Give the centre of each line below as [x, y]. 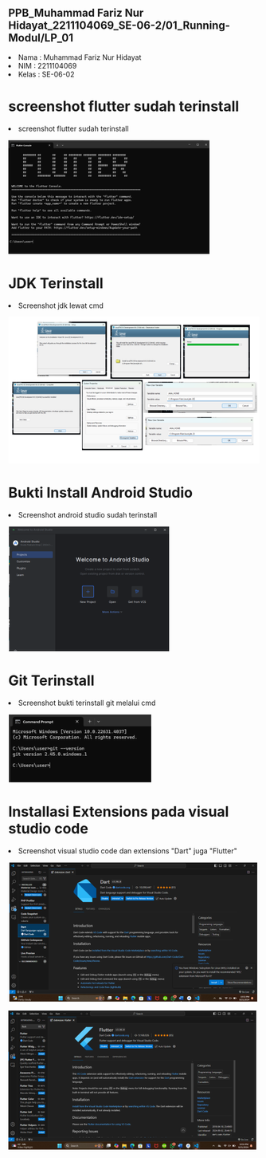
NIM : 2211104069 [48, 65]
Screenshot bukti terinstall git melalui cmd [87, 703]
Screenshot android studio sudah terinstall [88, 515]
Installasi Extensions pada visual [119, 812]
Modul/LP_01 [41, 38]
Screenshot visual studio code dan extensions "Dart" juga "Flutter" [128, 851]
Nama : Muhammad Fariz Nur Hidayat [80, 57]
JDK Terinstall [56, 283]
